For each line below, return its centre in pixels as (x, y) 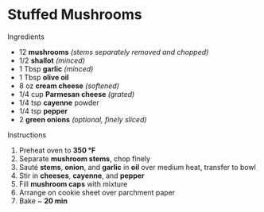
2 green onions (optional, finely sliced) (83, 119)
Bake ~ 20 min (43, 201)
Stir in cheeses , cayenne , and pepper (82, 175)
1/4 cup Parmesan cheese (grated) (77, 94)
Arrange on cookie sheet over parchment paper (97, 192)
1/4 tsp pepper (43, 111)
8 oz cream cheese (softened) (69, 86)
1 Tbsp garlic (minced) (56, 68)
